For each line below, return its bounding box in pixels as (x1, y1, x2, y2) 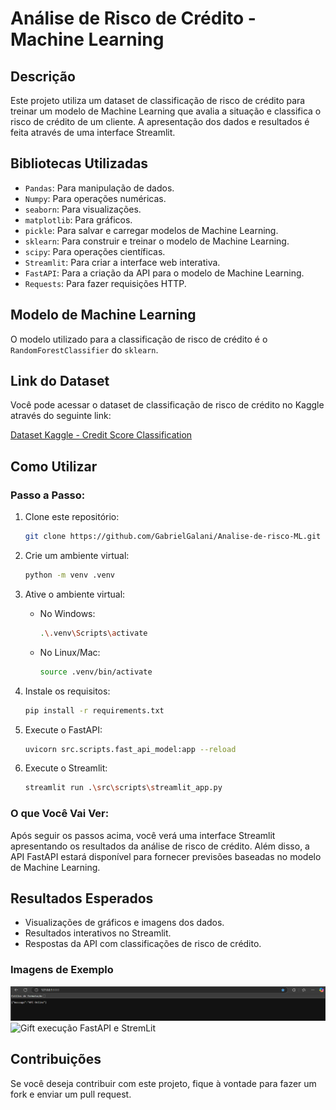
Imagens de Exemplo (10, 963, 114, 977)
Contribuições (10, 1051, 102, 1068)
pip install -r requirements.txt (24, 705, 165, 716)
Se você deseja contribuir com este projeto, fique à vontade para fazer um (10, 1077, 317, 1089)
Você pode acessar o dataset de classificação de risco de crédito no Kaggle (10, 399, 325, 411)
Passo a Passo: (10, 488, 86, 502)
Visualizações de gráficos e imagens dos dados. (24, 917, 225, 929)
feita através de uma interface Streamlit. (10, 127, 176, 138)
